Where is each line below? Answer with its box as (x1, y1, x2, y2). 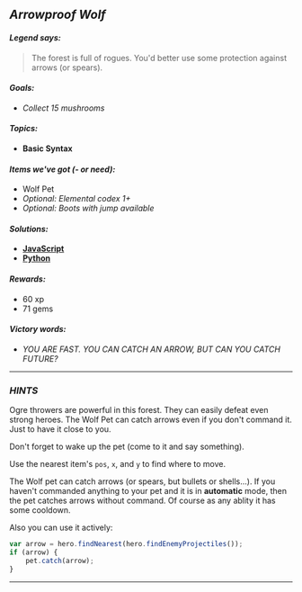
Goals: (9, 83, 35, 94)
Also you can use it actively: (9, 522, 113, 534)
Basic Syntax (22, 143, 74, 154)
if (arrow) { (9, 548, 58, 557)
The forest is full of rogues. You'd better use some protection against (31, 52, 288, 63)
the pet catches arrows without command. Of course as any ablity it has (9, 495, 276, 507)
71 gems (22, 303, 54, 314)
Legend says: (9, 31, 61, 43)
